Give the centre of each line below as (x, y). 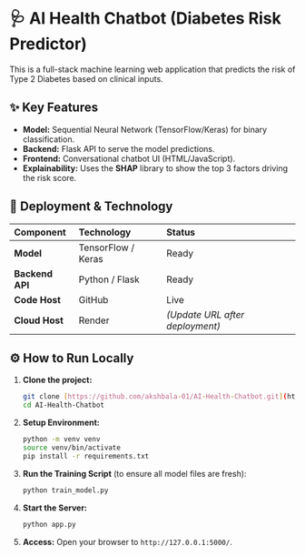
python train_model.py (65, 490)
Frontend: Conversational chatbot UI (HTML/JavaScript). (129, 158)
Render (94, 320)
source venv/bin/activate (71, 448)
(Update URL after (206, 314)
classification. (49, 139)
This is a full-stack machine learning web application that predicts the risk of (152, 69)
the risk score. (49, 177)
